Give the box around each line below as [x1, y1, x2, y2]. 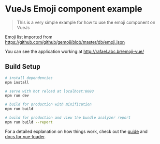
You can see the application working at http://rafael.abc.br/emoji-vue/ [5, 48, 144, 54]
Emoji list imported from [5, 34, 53, 40]
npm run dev [5, 93, 29, 98]
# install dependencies [5, 75, 53, 80]
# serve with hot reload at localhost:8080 [5, 89, 94, 94]
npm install [5, 80, 29, 85]
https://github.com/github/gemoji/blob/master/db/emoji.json [5, 39, 125, 45]
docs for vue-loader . [5, 133, 46, 139]
